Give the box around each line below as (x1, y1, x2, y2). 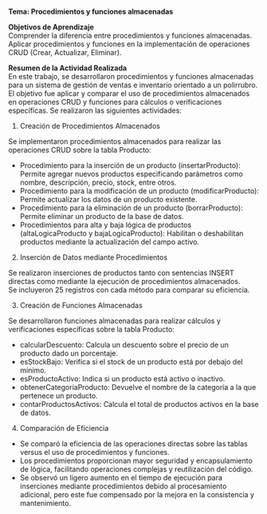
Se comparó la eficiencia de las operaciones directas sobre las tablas (19, 439, 249, 448)
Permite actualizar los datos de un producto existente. (19, 195, 198, 204)
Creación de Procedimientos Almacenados (19, 122, 161, 130)
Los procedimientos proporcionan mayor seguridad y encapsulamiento (19, 456, 253, 465)
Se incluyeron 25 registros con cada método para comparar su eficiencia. (8, 285, 250, 294)
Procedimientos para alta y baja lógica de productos (19, 220, 192, 229)
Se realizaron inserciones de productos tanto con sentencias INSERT (8, 268, 234, 277)
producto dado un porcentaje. (19, 349, 118, 358)
